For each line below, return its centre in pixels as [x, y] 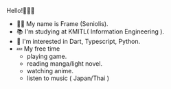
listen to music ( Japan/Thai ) [68, 78]
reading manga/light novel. [65, 64]
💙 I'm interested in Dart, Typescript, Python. [78, 41]
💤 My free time [38, 49]
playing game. [47, 56]
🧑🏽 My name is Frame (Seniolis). [62, 24]
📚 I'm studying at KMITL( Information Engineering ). [90, 31]
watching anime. [50, 71]
